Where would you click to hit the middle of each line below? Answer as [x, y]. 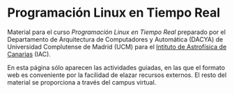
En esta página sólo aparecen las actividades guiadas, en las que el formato [116, 67]
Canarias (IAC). [29, 54]
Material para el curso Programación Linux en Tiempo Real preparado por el [117, 32]
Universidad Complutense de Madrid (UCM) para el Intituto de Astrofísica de [117, 46]
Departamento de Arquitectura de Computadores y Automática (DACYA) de [115, 39]
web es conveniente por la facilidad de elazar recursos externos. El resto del [117, 75]
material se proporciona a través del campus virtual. [82, 82]
